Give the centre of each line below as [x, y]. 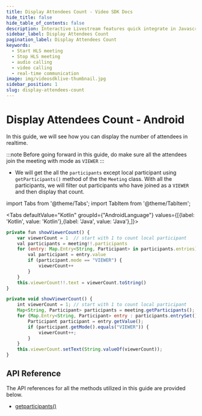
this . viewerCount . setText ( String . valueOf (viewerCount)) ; [90, 349]
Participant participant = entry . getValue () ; [86, 321]
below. [14, 394]
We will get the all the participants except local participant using [96, 173]
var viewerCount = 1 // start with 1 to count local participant [102, 238]
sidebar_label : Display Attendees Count [58, 34]
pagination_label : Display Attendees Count [62, 40]
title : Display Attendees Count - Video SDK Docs [70, 12]
